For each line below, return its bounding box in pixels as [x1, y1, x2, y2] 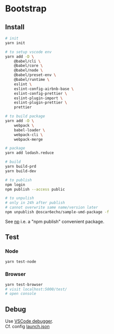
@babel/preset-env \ [14, 72, 56, 77]
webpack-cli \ [14, 132, 43, 137]
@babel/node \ [14, 68, 43, 73]
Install [5, 23, 25, 31]
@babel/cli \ [14, 59, 41, 64]
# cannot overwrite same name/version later [5, 205, 98, 210]
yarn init [5, 40, 26, 45]
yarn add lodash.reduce [5, 150, 54, 155]
